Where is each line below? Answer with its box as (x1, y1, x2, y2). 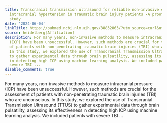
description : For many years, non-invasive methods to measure (5, 35, 139, 40)
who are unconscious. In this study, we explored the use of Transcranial (5, 97, 153, 102)
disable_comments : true (5, 67, 55, 72)
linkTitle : (5, 26, 28, 31)
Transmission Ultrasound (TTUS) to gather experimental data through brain (5, 102, 159, 108)
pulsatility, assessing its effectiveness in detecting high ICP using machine (5, 107, 158, 113)
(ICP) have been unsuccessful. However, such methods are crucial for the (5, 86, 157, 92)
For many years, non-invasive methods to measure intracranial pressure (5, 81, 153, 87)
